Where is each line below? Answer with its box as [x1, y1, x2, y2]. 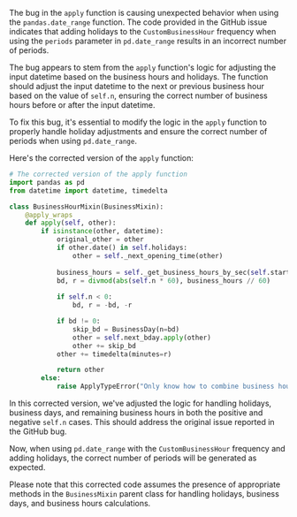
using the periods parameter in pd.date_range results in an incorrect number [9, 35, 287, 46]
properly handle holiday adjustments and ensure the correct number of [9, 126, 268, 136]
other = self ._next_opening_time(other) [72, 251, 224, 260]
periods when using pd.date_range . [9, 136, 137, 146]
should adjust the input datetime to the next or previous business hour [9, 81, 265, 91]
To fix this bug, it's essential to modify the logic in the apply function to [9, 117, 267, 127]
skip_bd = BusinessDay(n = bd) [72, 324, 179, 334]
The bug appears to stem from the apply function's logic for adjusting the [9, 62, 277, 72]
